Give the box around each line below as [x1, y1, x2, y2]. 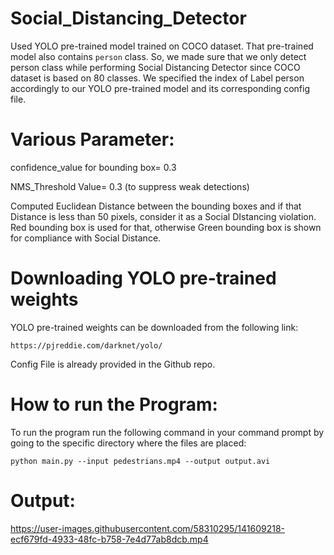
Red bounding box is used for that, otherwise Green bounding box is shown [10, 221, 322, 233]
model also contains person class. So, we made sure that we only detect [10, 50, 307, 62]
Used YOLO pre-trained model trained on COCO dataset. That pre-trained [10, 40, 314, 52]
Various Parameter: [10, 128, 175, 151]
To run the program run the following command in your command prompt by [10, 426, 325, 438]
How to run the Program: [10, 393, 218, 416]
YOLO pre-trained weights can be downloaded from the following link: [10, 321, 299, 333]
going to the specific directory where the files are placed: [10, 437, 247, 449]
